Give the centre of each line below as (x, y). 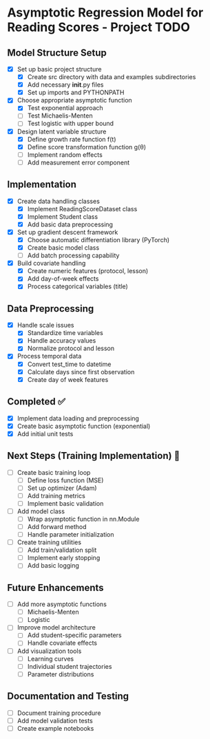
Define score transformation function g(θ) (87, 147)
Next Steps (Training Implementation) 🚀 (94, 456)
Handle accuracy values (62, 341)
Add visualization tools (49, 651)
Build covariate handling (51, 264)
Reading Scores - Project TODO (99, 27)
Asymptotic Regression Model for (105, 13)
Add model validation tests (55, 720)
